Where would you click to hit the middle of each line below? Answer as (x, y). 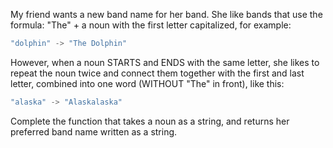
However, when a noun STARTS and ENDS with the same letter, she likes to (165, 62)
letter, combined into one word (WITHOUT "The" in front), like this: (147, 83)
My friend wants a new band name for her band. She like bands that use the (166, 14)
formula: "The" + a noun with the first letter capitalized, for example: (151, 25)
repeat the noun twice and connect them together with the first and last (157, 73)
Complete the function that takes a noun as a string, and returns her (150, 121)
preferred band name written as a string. (94, 131)
